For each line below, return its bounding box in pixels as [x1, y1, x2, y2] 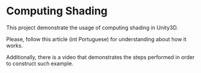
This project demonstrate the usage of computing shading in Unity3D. [6, 24, 178, 31]
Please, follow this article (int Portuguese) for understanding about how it [6, 35, 187, 42]
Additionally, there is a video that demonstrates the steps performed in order [6, 53, 195, 60]
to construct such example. [6, 60, 74, 67]
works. [6, 42, 23, 49]
